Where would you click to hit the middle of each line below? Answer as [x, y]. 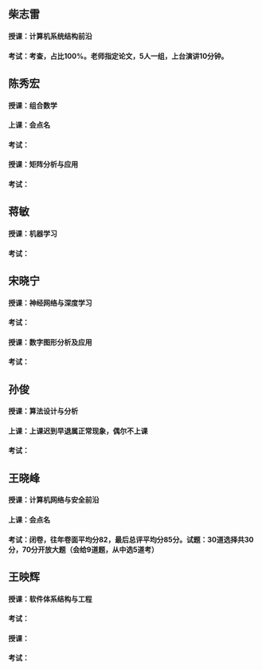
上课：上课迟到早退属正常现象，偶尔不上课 [78, 431]
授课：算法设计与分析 [43, 411]
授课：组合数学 [33, 105]
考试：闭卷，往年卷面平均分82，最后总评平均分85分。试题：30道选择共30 [131, 539]
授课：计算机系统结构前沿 [50, 36]
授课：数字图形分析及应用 [50, 342]
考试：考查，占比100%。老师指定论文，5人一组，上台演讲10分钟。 [118, 56]
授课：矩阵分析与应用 [43, 164]
